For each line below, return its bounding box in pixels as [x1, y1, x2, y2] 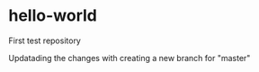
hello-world [8, 5, 98, 26]
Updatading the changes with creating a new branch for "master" [8, 52, 251, 63]
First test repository [8, 35, 82, 46]
